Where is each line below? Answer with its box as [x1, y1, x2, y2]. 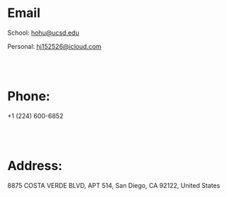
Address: [7, 158, 62, 174]
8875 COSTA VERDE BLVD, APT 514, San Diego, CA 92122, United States [7, 181, 221, 189]
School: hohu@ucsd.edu [7, 28, 79, 37]
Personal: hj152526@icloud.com [7, 42, 101, 50]
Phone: [7, 89, 51, 104]
